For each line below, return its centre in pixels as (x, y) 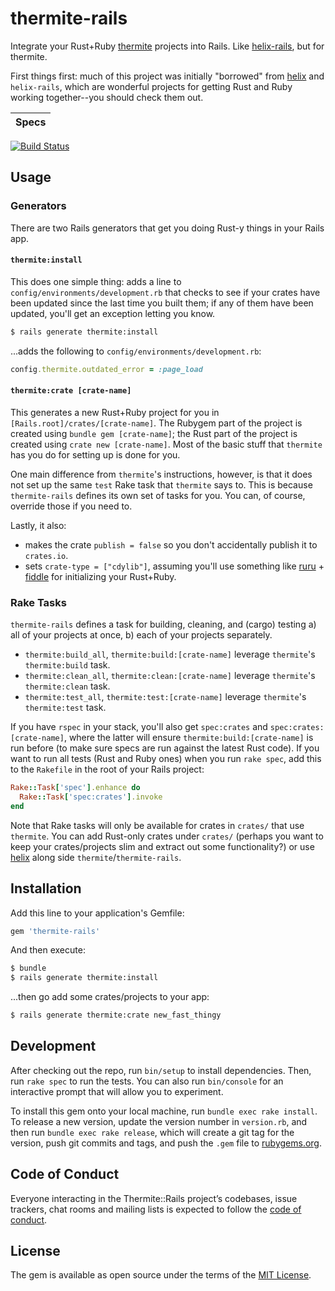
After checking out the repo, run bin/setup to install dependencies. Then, (161, 1070)
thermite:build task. (67, 665)
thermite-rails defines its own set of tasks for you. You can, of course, (158, 495)
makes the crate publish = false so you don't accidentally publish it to (171, 544)
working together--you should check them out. (107, 97)
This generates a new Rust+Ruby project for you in (115, 412)
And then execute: (48, 950)
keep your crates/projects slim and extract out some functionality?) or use (162, 846)
